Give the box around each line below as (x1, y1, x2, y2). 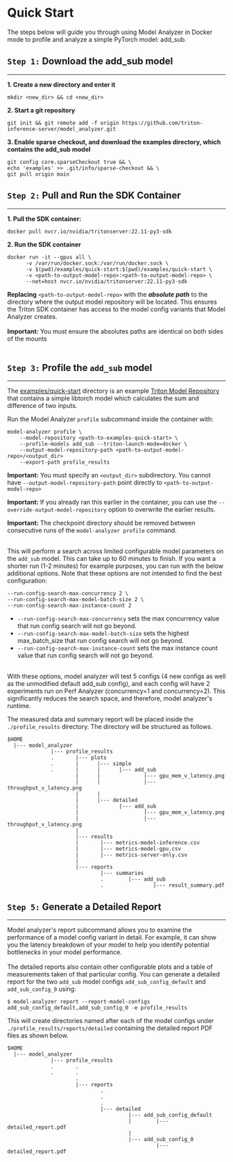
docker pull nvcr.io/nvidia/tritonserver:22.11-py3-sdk (7, 228, 172, 235)
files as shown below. (7, 1031, 69, 1040)
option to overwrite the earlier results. (108, 505, 216, 514)
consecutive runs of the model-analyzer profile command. (7, 526, 177, 534)
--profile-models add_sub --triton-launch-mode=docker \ (19, 441, 188, 448)
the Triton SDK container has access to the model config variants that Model (7, 304, 225, 313)
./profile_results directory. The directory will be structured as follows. (7, 723, 213, 731)
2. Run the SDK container (7, 240, 81, 248)
